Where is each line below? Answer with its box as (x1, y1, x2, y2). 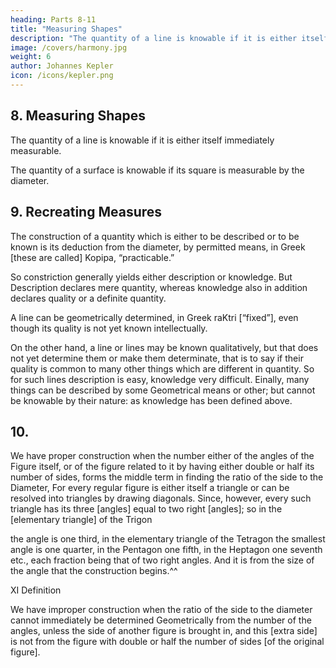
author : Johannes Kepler (10, 61, 114, 71)
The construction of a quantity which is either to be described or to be (10, 230, 300, 242)
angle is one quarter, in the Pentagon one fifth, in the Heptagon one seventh (10, 544, 323, 556)
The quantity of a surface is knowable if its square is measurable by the (10, 164, 305, 176)
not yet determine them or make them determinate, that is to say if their (10, 352, 304, 364)
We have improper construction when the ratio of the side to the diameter (10, 604, 313, 616)
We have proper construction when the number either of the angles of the (10, 450, 315, 462)
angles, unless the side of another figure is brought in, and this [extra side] (10, 625, 318, 637)
